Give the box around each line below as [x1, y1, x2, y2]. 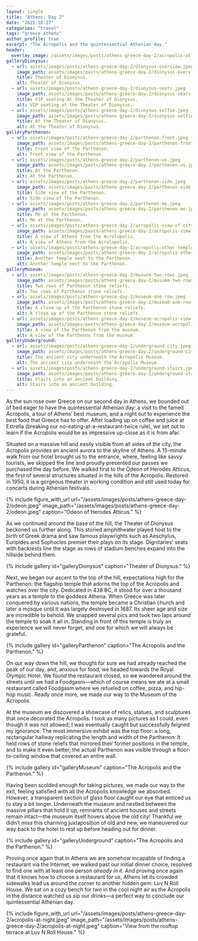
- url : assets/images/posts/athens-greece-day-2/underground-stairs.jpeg [11, 365, 196, 371]
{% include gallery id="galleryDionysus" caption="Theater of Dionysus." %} [6, 563, 190, 570]
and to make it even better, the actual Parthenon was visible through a [6, 746, 176, 753]
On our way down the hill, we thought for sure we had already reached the [6, 660, 187, 667]
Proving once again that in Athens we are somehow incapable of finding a [6, 855, 186, 862]
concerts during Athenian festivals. [6, 484, 91, 491]
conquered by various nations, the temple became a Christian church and [6, 599, 185, 606]
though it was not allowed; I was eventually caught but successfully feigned [6, 721, 190, 729]
